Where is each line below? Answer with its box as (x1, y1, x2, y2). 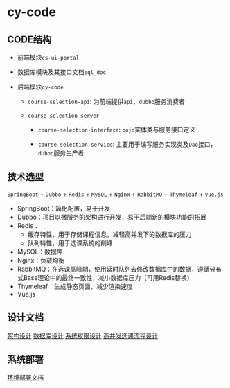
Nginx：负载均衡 (17, 256, 65, 264)
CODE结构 (7, 33, 52, 45)
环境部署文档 (7, 373, 44, 382)
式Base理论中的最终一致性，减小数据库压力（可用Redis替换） (17, 273, 193, 281)
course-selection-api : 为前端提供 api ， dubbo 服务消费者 (27, 98, 186, 105)
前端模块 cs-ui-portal (17, 53, 80, 61)
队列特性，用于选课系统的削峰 (27, 238, 113, 247)
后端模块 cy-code (17, 82, 64, 91)
